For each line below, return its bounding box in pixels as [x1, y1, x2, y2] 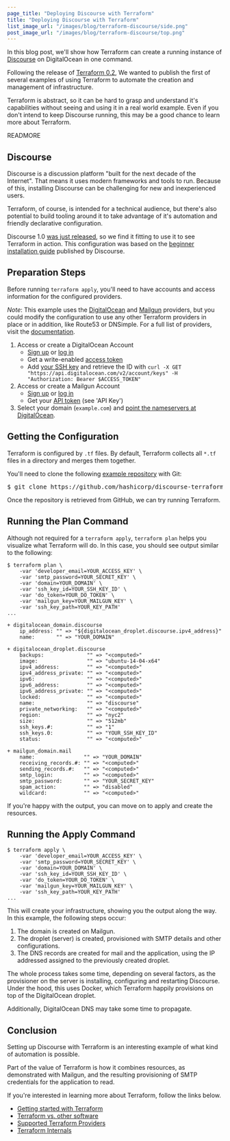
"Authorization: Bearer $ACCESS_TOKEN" [27, 376, 142, 382]
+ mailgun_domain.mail [7, 748, 72, 754]
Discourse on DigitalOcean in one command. [7, 56, 133, 64]
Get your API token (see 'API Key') [27, 396, 124, 404]
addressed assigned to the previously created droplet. [16, 957, 170, 965]
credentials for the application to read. [7, 1078, 115, 1086]
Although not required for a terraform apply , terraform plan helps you [7, 534, 207, 542]
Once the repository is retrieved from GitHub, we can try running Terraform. [7, 495, 221, 504]
